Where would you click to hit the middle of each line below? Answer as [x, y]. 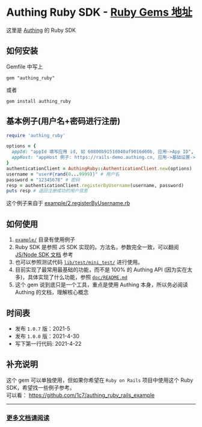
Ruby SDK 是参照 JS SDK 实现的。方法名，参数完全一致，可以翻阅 [97, 247]
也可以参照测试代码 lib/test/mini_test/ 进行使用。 [79, 262]
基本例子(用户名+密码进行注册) [63, 121]
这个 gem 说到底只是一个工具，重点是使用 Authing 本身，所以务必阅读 [101, 285]
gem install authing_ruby [38, 101]
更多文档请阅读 [28, 417]
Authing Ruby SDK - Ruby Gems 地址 [99, 12]
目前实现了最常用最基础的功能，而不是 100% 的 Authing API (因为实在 [101, 270]
